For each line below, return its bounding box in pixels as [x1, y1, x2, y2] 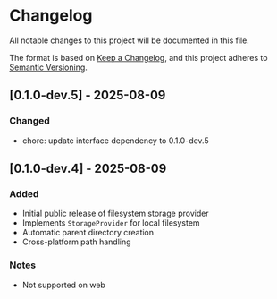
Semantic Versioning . [9, 62, 88, 73]
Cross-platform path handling [21, 236, 131, 247]
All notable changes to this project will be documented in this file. [9, 35, 250, 46]
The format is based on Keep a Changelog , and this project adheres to [9, 52, 268, 63]
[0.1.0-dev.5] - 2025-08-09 [9, 88, 166, 103]
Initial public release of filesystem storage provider [21, 208, 209, 219]
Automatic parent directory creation [21, 227, 155, 238]
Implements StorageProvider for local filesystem [21, 218, 200, 228]
